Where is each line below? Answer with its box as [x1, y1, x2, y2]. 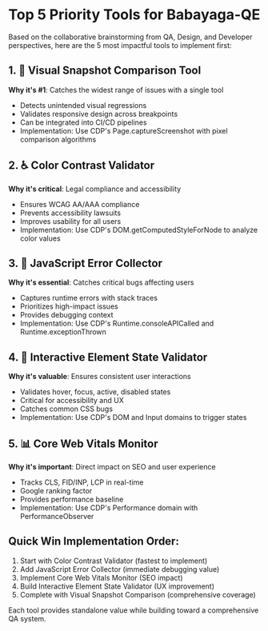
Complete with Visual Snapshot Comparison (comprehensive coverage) [19, 589, 256, 599]
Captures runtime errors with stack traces [19, 294, 158, 303]
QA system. [8, 613, 46, 623]
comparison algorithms [19, 134, 97, 144]
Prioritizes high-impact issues [19, 302, 118, 311]
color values [19, 234, 62, 243]
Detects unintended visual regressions [19, 100, 147, 110]
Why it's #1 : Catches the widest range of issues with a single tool [8, 85, 224, 94]
